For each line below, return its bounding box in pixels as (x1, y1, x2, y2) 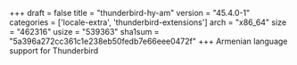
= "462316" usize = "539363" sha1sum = (9, 27, 160, 37)
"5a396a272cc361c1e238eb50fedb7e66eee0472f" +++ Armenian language (9, 36, 288, 46)
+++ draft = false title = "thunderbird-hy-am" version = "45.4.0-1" (9, 8, 251, 18)
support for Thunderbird (9, 45, 99, 56)
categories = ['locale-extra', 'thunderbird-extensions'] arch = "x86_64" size (9, 17, 287, 28)
